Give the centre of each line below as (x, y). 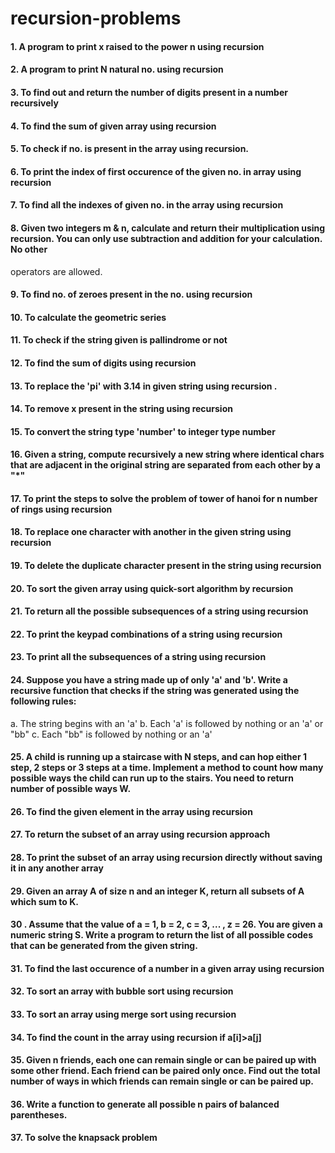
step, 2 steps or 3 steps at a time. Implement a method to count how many (167, 768)
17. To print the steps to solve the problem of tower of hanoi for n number (164, 498)
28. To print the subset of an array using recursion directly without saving (166, 858)
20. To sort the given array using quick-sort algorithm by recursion (152, 588)
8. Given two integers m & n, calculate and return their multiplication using (168, 228)
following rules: (43, 701)
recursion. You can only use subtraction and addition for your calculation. (166, 238)
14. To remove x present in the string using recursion (121, 409)
